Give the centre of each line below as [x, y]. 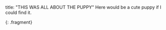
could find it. [18, 12]
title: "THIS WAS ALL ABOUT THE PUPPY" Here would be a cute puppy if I [84, 7]
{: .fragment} [19, 22]
